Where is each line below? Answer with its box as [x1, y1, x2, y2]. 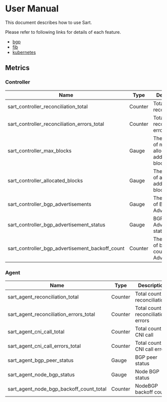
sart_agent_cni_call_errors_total [7, 342, 81, 349]
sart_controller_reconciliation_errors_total [7, 120, 104, 127]
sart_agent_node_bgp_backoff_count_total [7, 385, 107, 392]
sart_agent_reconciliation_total [7, 293, 79, 300]
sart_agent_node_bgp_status [7, 371, 75, 378]
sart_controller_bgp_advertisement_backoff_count [7, 245, 125, 252]
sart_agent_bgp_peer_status [7, 357, 74, 364]
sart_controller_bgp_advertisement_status [7, 221, 105, 228]
